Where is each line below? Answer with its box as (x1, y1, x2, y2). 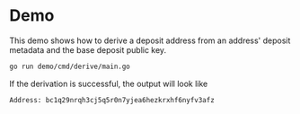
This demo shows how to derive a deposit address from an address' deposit (9, 35, 291, 46)
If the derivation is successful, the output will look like (9, 78, 208, 89)
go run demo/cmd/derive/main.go (9, 62, 130, 71)
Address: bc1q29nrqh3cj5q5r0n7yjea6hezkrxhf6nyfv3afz (9, 95, 216, 104)
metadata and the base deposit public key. (9, 44, 167, 55)
